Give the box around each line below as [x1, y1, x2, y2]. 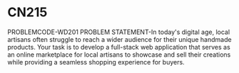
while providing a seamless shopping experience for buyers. [7, 57, 185, 66]
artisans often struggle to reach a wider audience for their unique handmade [7, 35, 232, 43]
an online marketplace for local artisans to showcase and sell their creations [7, 50, 231, 59]
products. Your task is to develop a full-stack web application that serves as [7, 43, 230, 51]
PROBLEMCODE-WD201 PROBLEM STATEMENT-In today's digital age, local [7, 28, 230, 36]
